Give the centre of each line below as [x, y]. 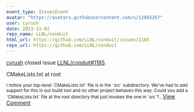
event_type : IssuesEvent [37, 12]
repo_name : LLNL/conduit [37, 34]
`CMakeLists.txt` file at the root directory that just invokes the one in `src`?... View [91, 96]
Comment [19, 102]
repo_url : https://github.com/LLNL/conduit [62, 46]
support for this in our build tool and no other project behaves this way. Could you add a [97, 90]
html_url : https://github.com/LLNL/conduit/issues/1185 [78, 40]
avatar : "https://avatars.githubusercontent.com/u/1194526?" [85, 17]
